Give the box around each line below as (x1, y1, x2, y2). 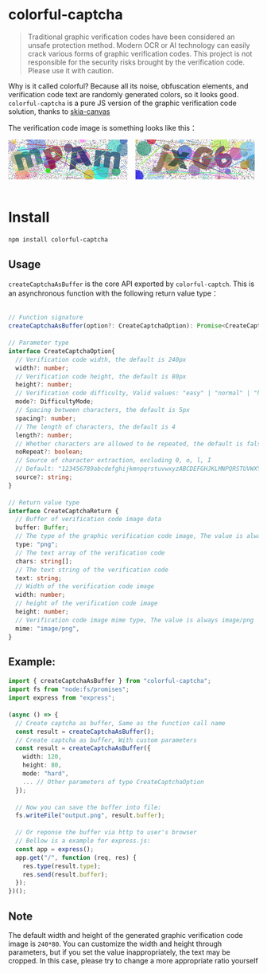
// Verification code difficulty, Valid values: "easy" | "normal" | (15, 389, 250, 398)
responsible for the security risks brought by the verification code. (27, 57, 245, 67)
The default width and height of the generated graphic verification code (8, 930, 244, 940)
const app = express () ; (15, 845, 94, 853)
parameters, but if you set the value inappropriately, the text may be (8, 947, 230, 957)
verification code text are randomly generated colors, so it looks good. (8, 89, 239, 99)
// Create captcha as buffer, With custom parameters (15, 736, 197, 744)
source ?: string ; (15, 473, 73, 481)
